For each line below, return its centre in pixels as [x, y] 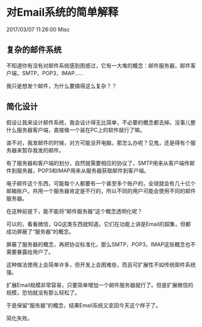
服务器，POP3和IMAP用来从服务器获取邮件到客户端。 [83, 170]
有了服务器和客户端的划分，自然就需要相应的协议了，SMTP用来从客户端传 [98, 163]
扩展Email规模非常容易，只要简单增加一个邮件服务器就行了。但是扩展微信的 [100, 285]
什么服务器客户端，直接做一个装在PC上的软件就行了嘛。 [76, 129]
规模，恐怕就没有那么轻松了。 [43, 292]
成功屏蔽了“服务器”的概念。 [40, 231]
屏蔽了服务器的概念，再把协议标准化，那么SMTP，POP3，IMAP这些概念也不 [101, 244]
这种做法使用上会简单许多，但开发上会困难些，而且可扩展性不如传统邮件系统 [101, 264]
